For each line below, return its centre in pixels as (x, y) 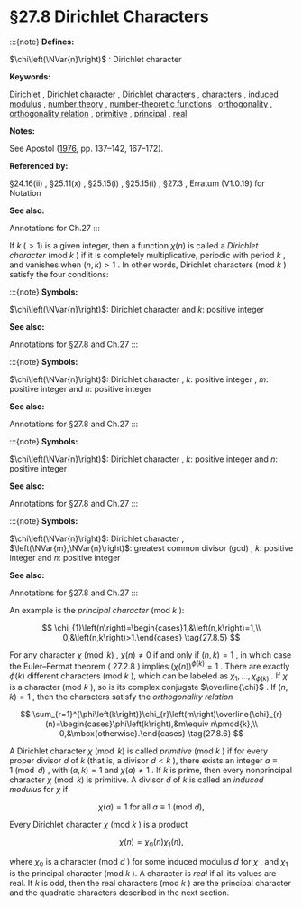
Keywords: (30, 76)
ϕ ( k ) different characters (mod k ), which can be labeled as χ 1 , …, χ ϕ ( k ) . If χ (149, 677)
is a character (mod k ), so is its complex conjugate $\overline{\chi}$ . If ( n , (149, 687)
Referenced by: (39, 165)
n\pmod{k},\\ (234, 724)
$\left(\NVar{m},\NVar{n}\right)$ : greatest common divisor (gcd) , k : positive (151, 547)
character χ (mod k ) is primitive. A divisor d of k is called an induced (137, 780)
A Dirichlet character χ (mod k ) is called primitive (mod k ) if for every (139, 751)
